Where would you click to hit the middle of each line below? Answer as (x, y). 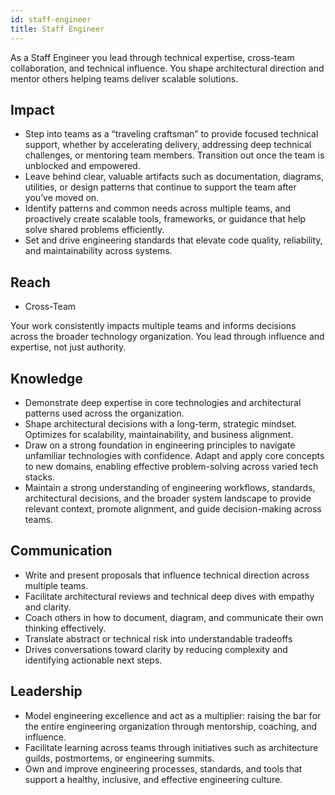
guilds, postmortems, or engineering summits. (119, 758)
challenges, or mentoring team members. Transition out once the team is (174, 155)
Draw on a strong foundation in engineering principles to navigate (160, 445)
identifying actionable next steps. (93, 660)
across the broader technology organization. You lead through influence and (167, 337)
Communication (61, 551)
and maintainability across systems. (98, 251)
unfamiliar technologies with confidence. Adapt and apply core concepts (174, 455)
